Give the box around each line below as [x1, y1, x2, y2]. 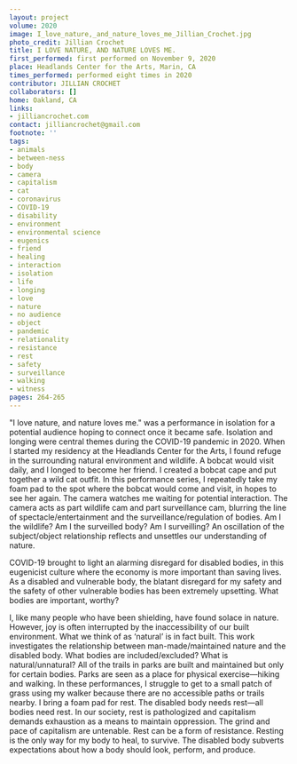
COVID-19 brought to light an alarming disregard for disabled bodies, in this [9, 557, 284, 568]
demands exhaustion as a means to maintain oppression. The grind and [9, 716, 270, 727]
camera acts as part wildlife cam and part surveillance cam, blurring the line [9, 502, 286, 513]
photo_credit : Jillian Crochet [9, 37, 125, 47]
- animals [9, 145, 46, 154]
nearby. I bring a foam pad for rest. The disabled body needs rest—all [9, 696, 264, 707]
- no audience [9, 310, 62, 320]
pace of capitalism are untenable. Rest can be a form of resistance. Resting [9, 725, 284, 736]
